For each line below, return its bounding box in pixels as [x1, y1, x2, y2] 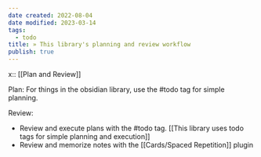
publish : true [8, 48, 55, 56]
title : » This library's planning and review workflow [8, 41, 191, 49]
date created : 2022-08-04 [8, 11, 92, 20]
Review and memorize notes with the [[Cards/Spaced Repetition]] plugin [19, 141, 253, 149]
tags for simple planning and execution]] [19, 132, 150, 141]
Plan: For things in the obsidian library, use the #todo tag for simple [8, 85, 225, 94]
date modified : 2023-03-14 [8, 19, 96, 27]
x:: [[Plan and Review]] [8, 70, 82, 78]
